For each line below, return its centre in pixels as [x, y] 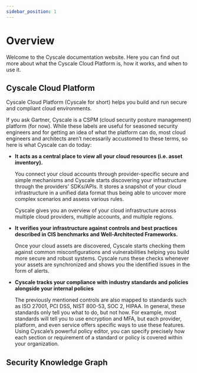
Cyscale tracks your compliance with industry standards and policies [101, 282]
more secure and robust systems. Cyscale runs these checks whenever [102, 258]
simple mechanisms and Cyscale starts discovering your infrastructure [101, 180]
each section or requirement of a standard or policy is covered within [98, 338]
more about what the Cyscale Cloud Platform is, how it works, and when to [97, 63]
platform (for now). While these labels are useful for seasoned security [92, 126]
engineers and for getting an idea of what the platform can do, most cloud [96, 133]
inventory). [29, 163]
